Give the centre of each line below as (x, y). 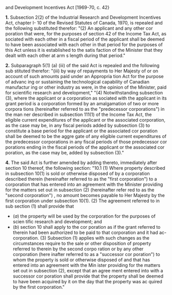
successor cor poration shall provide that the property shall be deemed (88, 276)
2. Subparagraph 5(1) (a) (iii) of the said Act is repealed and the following (82, 65)
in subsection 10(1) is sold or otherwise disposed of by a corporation (78, 173)
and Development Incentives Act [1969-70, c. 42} (58, 7)
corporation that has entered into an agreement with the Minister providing (84, 184)
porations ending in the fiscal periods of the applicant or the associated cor (85, 147)
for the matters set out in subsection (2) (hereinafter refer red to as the (80, 190)
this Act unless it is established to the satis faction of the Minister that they (84, 50)
